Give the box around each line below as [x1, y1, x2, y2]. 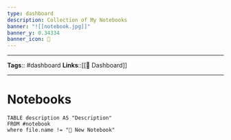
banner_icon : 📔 [7, 36, 51, 43]
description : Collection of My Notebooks [7, 17, 128, 23]
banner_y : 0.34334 [7, 29, 60, 37]
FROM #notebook [7, 121, 51, 128]
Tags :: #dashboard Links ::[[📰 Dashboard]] [7, 61, 127, 70]
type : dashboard [7, 10, 54, 17]
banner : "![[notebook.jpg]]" [7, 23, 91, 30]
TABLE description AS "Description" [7, 114, 112, 121]
